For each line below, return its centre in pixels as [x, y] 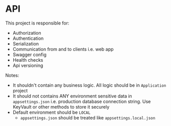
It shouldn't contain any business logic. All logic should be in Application [89, 85]
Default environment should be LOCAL [52, 112]
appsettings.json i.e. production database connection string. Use [82, 101]
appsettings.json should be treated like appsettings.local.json [88, 117]
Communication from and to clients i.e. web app [63, 49]
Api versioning [28, 65]
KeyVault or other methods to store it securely [61, 107]
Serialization [26, 43]
